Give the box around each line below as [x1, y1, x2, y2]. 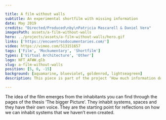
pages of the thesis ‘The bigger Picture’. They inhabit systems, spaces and [5, 99, 157, 105]
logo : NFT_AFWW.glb [5, 57, 45, 62]
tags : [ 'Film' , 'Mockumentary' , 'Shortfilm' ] [5, 48, 100, 53]
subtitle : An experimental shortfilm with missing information [5, 16, 138, 21]
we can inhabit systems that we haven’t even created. [5, 109, 115, 115]
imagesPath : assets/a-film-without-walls [5, 30, 92, 35]
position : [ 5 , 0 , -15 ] [5, 67, 52, 72]
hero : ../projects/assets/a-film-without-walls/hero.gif [5, 35, 125, 40]
